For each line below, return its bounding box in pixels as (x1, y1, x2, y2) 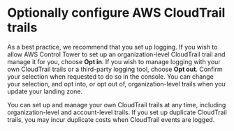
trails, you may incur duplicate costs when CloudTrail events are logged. (7, 115, 215, 123)
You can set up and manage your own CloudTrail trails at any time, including (7, 100, 226, 109)
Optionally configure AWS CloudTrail (7, 5, 226, 21)
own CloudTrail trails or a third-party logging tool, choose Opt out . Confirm (7, 65, 223, 73)
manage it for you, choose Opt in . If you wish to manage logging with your (7, 57, 221, 65)
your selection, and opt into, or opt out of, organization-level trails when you (7, 79, 226, 88)
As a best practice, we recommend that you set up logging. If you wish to (7, 43, 218, 51)
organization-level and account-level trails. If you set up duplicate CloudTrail (7, 108, 227, 116)
